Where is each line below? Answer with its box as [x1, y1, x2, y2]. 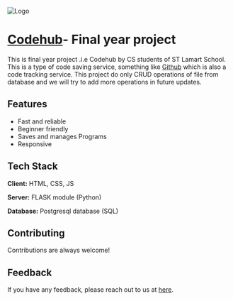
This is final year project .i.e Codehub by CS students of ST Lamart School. [7, 55, 226, 63]
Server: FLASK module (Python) [7, 192, 102, 202]
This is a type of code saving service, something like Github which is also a [7, 62, 227, 71]
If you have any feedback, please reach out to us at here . [7, 285, 174, 294]
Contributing [7, 227, 65, 239]
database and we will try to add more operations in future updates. [7, 77, 202, 86]
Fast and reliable [17, 117, 67, 126]
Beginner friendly [17, 124, 69, 133]
